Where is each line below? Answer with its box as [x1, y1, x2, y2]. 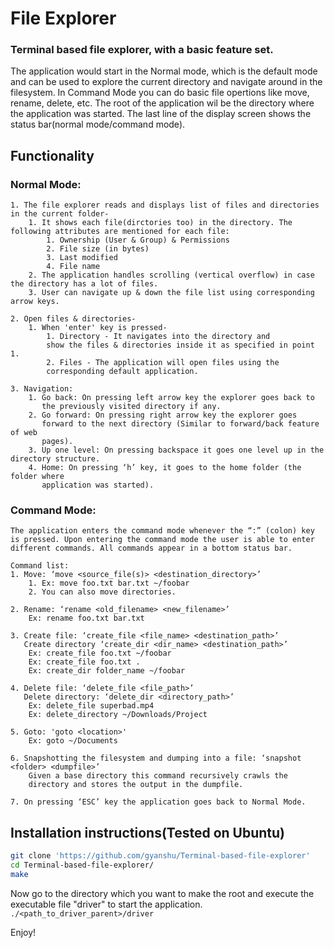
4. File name [46, 262, 101, 272]
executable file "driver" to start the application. [10, 898, 203, 910]
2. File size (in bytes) [46, 244, 150, 254]
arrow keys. [10, 297, 60, 307]
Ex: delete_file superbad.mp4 [28, 701, 155, 711]
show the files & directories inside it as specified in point [46, 340, 315, 351]
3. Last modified [46, 253, 118, 263]
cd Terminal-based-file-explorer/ [10, 860, 155, 871]
